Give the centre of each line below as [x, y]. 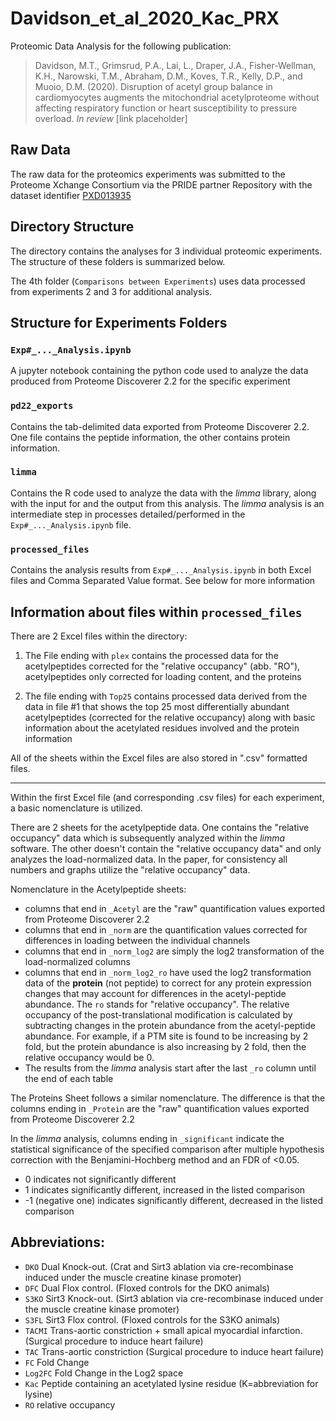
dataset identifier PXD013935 [71, 195]
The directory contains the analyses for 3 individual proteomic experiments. [166, 251]
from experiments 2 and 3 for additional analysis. [111, 291]
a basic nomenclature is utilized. [76, 808]
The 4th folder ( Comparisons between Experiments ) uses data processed [158, 281]
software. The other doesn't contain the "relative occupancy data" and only [166, 848]
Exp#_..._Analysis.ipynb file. [71, 524]
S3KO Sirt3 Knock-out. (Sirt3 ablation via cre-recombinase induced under [174, 1298]
